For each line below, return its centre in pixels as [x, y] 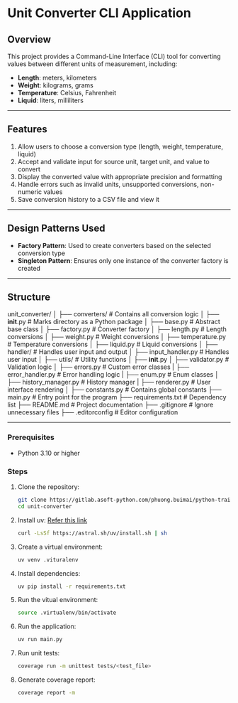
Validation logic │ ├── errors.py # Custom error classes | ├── [98, 367]
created [29, 268]
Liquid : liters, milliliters [50, 100]
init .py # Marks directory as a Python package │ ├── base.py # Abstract [114, 322]
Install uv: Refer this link [52, 520]
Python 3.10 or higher [49, 453]
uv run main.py [40, 640]
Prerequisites [31, 437]
